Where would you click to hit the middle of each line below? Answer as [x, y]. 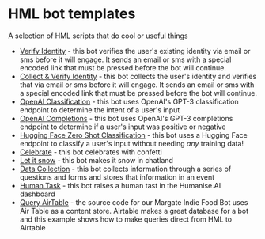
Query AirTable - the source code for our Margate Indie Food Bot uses [134, 202]
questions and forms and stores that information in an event [117, 177]
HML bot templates [72, 14]
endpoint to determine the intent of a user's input [100, 110]
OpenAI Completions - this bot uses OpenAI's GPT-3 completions [126, 118]
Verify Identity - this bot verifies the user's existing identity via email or [135, 51]
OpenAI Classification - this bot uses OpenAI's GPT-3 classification [129, 101]
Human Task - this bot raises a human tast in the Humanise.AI [120, 185]
